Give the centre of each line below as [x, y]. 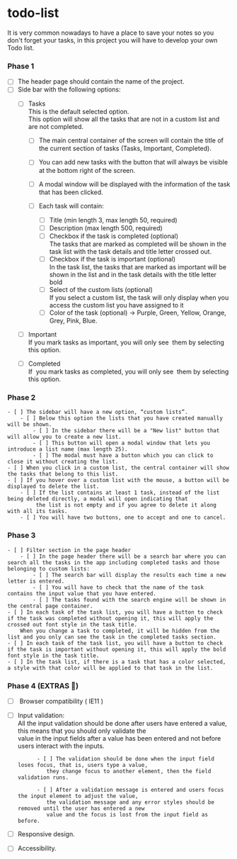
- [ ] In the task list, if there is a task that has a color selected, [117, 662]
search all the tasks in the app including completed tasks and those [114, 562]
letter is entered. [36, 581]
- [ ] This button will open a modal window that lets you [122, 443]
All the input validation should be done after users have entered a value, [122, 724]
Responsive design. [46, 834]
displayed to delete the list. [53, 487]
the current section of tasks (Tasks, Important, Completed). [125, 148]
